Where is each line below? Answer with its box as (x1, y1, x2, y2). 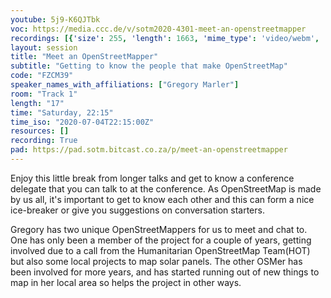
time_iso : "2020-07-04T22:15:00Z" (10, 117, 155, 127)
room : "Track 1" (10, 89, 78, 99)
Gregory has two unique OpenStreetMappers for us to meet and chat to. (10, 223, 308, 235)
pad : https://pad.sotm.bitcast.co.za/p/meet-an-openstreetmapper (10, 145, 288, 155)
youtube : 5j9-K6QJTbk (10, 14, 101, 25)
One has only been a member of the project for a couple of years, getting (10, 234, 312, 246)
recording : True (10, 136, 78, 146)
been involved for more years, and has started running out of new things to (10, 266, 320, 278)
